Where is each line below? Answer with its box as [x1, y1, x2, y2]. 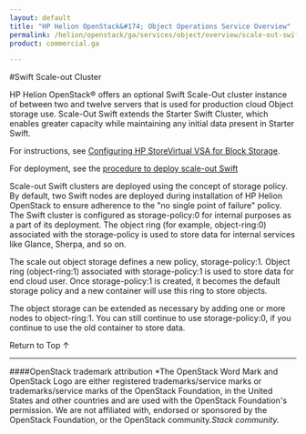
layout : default [9, 13, 71, 23]
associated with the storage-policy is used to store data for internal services [9, 229, 296, 240]
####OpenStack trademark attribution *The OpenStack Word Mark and [9, 366, 279, 378]
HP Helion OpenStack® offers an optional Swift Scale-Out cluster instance [9, 89, 288, 100]
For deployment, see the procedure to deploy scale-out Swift [9, 163, 239, 174]
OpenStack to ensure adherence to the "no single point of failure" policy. [9, 200, 282, 211]
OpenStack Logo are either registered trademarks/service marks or [9, 376, 262, 387]
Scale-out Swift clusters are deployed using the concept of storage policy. [9, 181, 289, 192]
